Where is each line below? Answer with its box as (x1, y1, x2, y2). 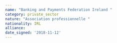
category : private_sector (5, 12, 59, 17)
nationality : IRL (5, 21, 41, 26)
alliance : (5, 26, 26, 31)
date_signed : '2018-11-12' (5, 30, 61, 35)
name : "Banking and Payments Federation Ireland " (5, 7, 113, 12)
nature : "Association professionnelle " (5, 16, 91, 21)
